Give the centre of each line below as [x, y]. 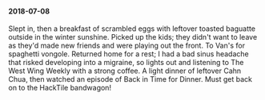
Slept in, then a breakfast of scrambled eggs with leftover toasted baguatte [132, 29]
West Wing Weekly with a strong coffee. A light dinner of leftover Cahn [125, 71]
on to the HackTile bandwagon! [60, 88]
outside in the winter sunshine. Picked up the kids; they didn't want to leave [133, 37]
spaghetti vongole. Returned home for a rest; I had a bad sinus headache [129, 54]
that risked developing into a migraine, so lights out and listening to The [126, 63]
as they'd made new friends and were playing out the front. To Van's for [127, 46]
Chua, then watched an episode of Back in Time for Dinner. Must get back [130, 79]
